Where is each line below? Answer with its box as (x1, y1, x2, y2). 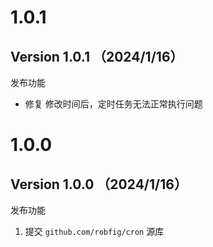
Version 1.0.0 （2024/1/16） (10, 176, 188, 193)
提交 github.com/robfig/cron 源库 (24, 226, 165, 237)
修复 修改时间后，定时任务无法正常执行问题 (24, 98, 203, 110)
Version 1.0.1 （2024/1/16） (10, 48, 184, 65)
